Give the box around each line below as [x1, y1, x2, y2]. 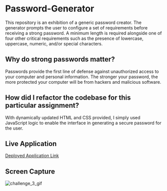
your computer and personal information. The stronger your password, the [5, 73, 158, 80]
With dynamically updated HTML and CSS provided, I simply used [5, 114, 141, 120]
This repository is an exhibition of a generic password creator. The [5, 19, 142, 25]
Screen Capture [5, 167, 55, 176]
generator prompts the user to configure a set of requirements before [5, 24, 148, 30]
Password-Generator [5, 3, 95, 14]
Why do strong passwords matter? [5, 55, 115, 64]
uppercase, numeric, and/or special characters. [5, 40, 103, 46]
